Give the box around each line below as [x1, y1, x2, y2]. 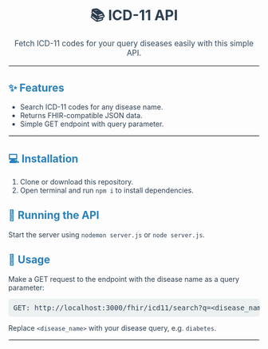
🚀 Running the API [8, 208, 100, 222]
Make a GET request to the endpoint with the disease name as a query [8, 274, 240, 284]
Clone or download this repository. [19, 176, 134, 186]
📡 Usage [8, 253, 50, 267]
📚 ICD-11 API [90, 6, 178, 25]
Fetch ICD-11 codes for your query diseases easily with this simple [14, 38, 254, 49]
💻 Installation [8, 152, 79, 165]
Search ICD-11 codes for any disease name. [19, 102, 164, 112]
